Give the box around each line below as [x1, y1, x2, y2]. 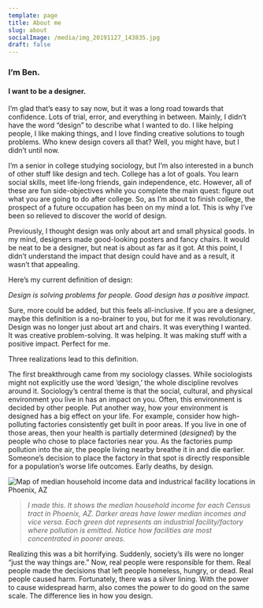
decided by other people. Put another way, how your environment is [8, 403, 228, 413]
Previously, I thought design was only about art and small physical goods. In [8, 226, 254, 236]
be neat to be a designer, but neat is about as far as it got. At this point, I [8, 243, 243, 253]
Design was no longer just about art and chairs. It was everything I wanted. [8, 322, 251, 332]
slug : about [8, 26, 47, 34]
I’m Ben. [8, 67, 41, 78]
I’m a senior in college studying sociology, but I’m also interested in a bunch [8, 161, 254, 170]
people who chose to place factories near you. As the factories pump [8, 436, 233, 446]
